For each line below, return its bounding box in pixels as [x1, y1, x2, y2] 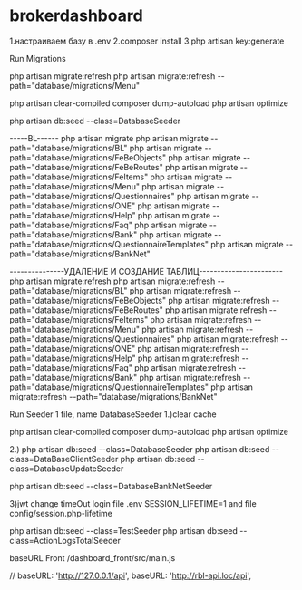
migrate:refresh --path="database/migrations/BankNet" [9, 391, 218, 401]
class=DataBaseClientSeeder [9, 453, 119, 464]
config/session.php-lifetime [9, 508, 113, 518]
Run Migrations [9, 53, 66, 63]
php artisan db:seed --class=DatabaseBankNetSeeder [9, 480, 213, 491]
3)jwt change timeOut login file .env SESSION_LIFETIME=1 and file [9, 498, 257, 508]
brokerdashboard [9, 5, 143, 26]
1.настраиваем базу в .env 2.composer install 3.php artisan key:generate [9, 35, 285, 46]
